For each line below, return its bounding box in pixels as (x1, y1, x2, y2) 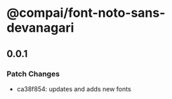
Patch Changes (6, 69, 60, 79)
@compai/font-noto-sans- (6, 5, 166, 21)
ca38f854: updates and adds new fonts (16, 84, 131, 93)
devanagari (6, 20, 74, 36)
